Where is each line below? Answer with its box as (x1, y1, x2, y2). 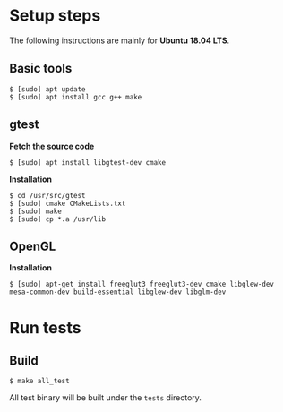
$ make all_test (9, 377, 70, 386)
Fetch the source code (9, 141, 95, 151)
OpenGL (9, 238, 56, 253)
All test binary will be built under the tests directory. (9, 392, 202, 403)
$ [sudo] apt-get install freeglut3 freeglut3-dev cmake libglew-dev (9, 279, 275, 289)
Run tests (9, 317, 81, 338)
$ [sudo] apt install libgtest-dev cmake (9, 158, 167, 167)
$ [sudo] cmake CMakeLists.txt (9, 199, 126, 208)
